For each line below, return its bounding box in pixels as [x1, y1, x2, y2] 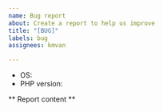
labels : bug [8, 34, 48, 42]
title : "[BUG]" [8, 26, 59, 34]
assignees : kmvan [8, 42, 66, 50]
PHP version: [19, 79, 63, 89]
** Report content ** [8, 94, 76, 104]
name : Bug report [8, 11, 66, 20]
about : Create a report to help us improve [8, 19, 156, 27]
